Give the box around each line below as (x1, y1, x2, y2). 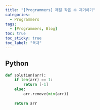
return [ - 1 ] (23, 82, 49, 87)
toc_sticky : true (5, 36, 42, 41)
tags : (5, 21, 17, 27)
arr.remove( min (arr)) (23, 92, 69, 97)
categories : (5, 12, 30, 17)
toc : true (5, 31, 26, 36)
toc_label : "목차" (5, 41, 42, 46)
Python (5, 59, 29, 68)
